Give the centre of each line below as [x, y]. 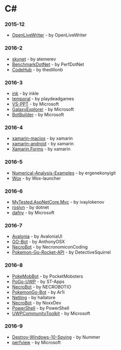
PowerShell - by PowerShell [40, 308]
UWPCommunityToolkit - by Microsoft [51, 313]
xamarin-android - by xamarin [43, 144]
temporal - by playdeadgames [43, 99]
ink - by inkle [25, 93]
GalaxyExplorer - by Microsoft [43, 109]
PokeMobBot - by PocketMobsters [47, 276]
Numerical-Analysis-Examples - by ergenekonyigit [64, 173]
